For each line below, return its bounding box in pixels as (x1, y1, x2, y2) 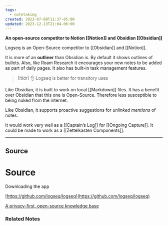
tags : (5, 7, 16, 13)
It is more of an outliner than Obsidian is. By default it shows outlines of (5, 55, 153, 61)
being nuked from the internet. (5, 97, 68, 103)
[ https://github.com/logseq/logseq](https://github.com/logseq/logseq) (5, 193, 150, 199)
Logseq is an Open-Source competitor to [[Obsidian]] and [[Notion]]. (5, 45, 147, 51)
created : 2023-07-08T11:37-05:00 (5, 17, 75, 22)
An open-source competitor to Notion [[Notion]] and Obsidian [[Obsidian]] (5, 35, 162, 41)
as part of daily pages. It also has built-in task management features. (5, 65, 147, 71)
